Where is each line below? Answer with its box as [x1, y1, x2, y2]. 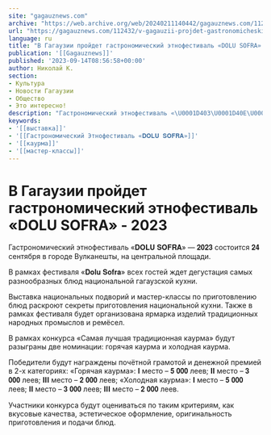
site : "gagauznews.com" [8, 11, 89, 20]
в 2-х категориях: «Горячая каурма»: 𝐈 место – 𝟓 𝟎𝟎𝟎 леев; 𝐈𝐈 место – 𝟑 [8, 366, 250, 376]
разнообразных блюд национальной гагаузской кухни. [8, 276, 198, 287]
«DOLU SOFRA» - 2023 [8, 215, 168, 234]
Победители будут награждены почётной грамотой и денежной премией [8, 358, 262, 367]
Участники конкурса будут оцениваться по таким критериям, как [8, 400, 235, 410]
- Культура [8, 79, 45, 87]
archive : [8, 19, 38, 27]
